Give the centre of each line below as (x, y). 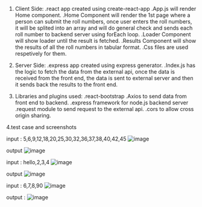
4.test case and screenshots (42, 127)
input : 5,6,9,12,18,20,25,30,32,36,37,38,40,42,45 (66, 139)
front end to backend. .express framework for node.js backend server (102, 103)
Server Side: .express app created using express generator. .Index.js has (105, 65)
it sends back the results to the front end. (66, 84)
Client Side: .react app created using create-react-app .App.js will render (106, 9)
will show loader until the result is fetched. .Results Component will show (106, 41)
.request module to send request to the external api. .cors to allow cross (104, 109)
